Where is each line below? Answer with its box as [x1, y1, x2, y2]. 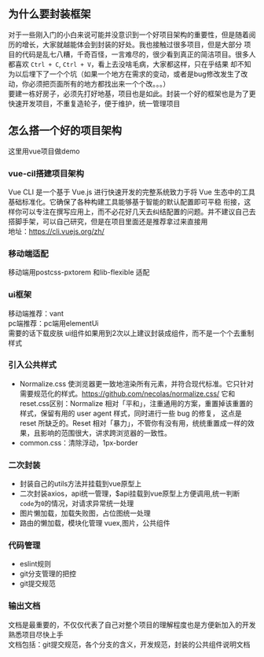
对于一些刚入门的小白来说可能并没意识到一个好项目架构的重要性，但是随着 [8, 30, 249, 39]
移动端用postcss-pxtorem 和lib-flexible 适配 [8, 268, 150, 277]
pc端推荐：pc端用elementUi [8, 318, 99, 328]
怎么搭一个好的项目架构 [8, 124, 122, 138]
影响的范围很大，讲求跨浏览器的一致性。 [40, 428, 171, 437]
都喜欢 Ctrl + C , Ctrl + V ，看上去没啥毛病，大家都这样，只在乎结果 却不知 [8, 59, 251, 68]
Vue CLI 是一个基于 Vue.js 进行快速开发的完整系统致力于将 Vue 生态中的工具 [8, 187, 255, 197]
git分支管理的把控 [19, 569, 77, 578]
